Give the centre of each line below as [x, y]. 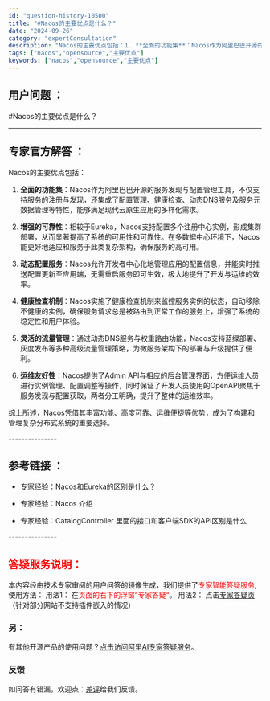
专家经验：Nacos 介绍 [56, 504]
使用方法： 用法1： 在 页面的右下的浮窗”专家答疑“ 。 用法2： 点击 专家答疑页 [132, 595]
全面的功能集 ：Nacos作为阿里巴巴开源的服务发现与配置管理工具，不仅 [136, 189]
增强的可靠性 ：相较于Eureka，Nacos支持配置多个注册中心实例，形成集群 [141, 227]
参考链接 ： [36, 466]
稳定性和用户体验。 [52, 321]
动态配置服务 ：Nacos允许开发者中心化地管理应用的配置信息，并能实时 [136, 264]
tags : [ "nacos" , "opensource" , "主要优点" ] [76, 53]
